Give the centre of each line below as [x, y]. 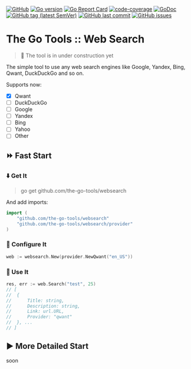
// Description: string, [43, 306]
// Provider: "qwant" [39, 317]
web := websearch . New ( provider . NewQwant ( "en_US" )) [70, 256]
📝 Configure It [27, 245]
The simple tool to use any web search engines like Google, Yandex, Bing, [96, 67]
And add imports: [27, 202]
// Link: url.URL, [35, 312]
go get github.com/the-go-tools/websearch [73, 191]
